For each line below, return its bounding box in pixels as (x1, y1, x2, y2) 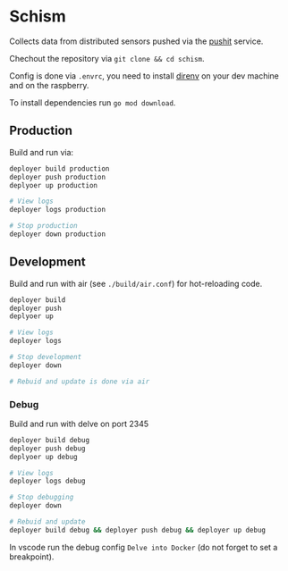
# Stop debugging (9, 493, 74, 502)
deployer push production (9, 172, 106, 181)
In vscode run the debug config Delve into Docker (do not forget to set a (9, 542, 278, 552)
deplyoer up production (9, 181, 98, 189)
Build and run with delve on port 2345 (9, 418, 149, 429)
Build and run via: (9, 147, 74, 157)
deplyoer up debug (9, 452, 78, 461)
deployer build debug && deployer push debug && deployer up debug (9, 525, 267, 534)
